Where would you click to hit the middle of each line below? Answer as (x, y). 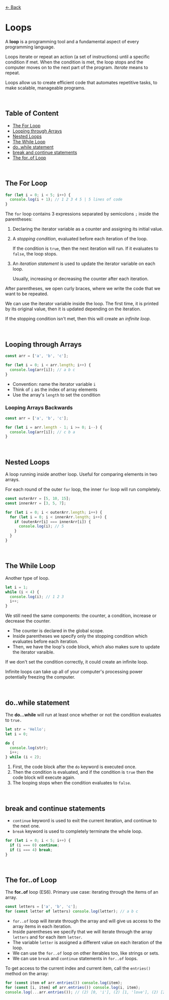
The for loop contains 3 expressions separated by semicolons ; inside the (82, 214)
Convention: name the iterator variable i (54, 384)
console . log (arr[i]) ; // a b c (43, 370)
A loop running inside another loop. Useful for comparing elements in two (81, 474)
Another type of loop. (27, 578)
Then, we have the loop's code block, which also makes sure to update (86, 647)
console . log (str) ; (29, 748)
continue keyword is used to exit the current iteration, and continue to (84, 821)
